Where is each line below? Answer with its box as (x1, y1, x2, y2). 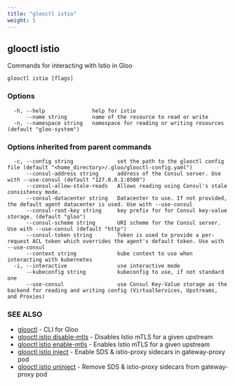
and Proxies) (7, 293, 46, 300)
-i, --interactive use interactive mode (13, 262, 180, 269)
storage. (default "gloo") (7, 213, 86, 220)
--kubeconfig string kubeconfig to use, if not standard (25, 268, 224, 275)
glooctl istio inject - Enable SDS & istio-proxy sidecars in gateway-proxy (17, 348, 226, 356)
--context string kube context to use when (25, 250, 193, 257)
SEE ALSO (7, 309, 43, 319)
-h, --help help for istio (13, 107, 137, 115)
